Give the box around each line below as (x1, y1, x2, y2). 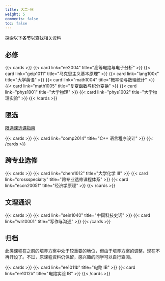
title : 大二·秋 (5, 7, 34, 12)
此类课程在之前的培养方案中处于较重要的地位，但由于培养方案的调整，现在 (5, 248, 156, 254)
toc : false (5, 21, 27, 26)
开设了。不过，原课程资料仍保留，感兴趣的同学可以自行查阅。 (9, 254, 134, 260)
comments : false (5, 16, 38, 21)
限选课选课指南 (5, 125, 35, 130)
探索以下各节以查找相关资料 (5, 35, 61, 41)
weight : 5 (5, 12, 26, 17)
